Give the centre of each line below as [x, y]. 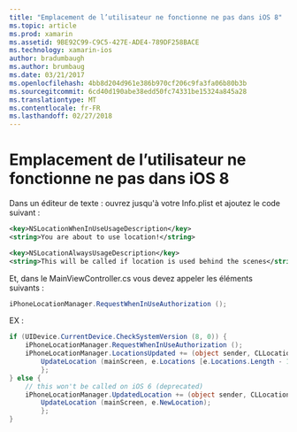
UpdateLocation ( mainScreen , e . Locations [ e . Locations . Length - [162, 362]
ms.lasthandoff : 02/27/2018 [61, 116]
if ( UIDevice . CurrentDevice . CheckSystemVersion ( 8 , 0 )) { [118, 337]
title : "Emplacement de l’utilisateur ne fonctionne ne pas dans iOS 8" [146, 17]
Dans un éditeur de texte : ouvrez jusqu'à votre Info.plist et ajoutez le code [145, 204]
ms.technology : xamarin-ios [61, 50]
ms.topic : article [43, 26]
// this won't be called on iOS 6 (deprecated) [114, 386]
